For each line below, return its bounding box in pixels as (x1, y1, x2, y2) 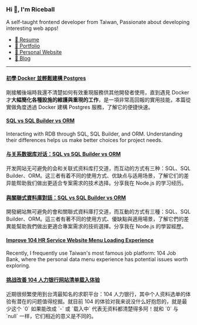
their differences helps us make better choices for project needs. (6, 136, 163, 143)
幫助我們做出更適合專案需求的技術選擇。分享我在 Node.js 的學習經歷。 (16, 223, 187, 230)
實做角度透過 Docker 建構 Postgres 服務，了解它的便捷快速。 (6, 103, 154, 110)
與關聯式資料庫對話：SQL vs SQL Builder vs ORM (6, 194, 126, 201)
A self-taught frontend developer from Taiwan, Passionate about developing (6, 19, 190, 26)
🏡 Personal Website (14, 49, 62, 56)
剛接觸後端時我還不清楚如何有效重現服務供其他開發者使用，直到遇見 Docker (6, 89, 189, 96)
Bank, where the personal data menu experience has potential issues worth (6, 256, 188, 263)
